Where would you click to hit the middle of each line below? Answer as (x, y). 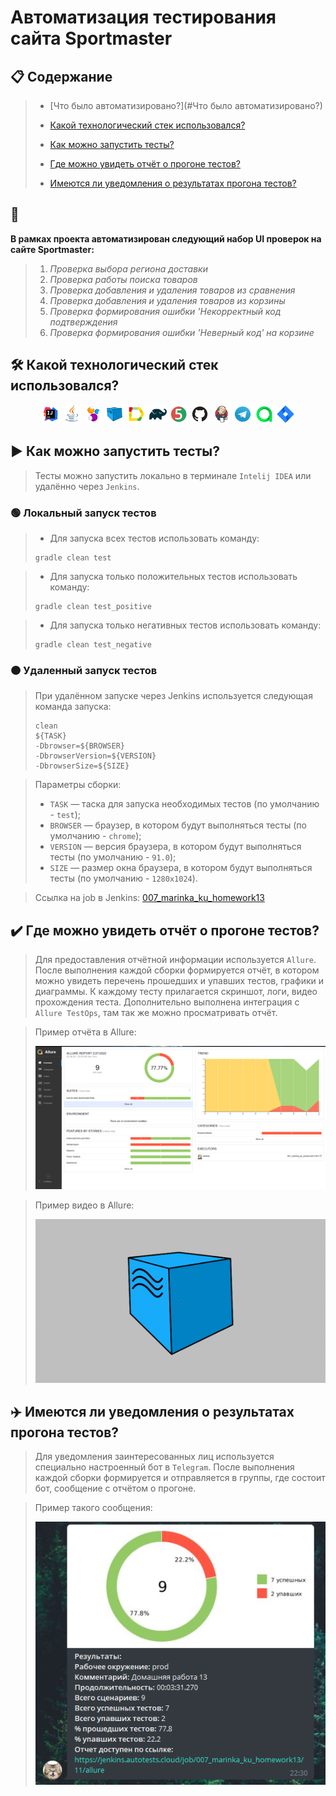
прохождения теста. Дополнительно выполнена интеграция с (167, 1002)
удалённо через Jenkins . (87, 486)
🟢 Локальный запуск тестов (83, 513)
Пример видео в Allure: (84, 1205)
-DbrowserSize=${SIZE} (82, 766)
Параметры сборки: (78, 785)
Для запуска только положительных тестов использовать (173, 576)
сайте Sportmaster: (52, 249)
